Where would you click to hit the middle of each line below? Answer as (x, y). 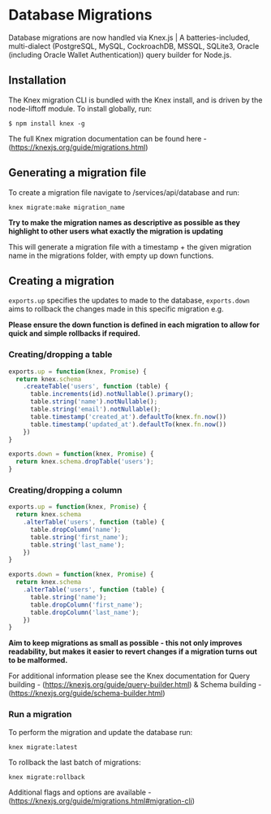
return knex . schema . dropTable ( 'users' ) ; (85, 462)
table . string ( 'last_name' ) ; (77, 545)
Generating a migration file (77, 173)
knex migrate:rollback (47, 777)
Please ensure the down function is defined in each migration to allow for (134, 325)
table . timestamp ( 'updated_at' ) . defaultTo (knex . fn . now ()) (128, 424)
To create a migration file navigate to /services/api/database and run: (124, 192)
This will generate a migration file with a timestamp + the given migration (130, 246)
